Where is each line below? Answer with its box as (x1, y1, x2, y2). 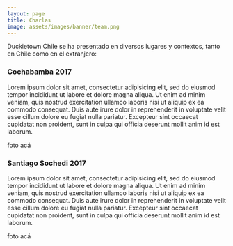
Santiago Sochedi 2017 (7, 158, 87, 168)
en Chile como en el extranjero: (7, 49, 97, 58)
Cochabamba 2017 (7, 67, 72, 77)
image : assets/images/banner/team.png (7, 23, 120, 30)
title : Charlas (7, 17, 51, 24)
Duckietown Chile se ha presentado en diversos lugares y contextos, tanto (7, 43, 220, 51)
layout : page (7, 10, 45, 17)
